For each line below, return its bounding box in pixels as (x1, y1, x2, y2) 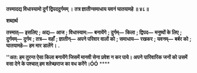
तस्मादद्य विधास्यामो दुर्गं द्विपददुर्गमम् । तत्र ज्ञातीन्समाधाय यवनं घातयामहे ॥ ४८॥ (6, 6, 149, 12)
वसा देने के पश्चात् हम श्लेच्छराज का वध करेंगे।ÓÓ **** (6, 60, 110, 67)
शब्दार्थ (6, 18, 18, 24)
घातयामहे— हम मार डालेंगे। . (6, 42, 60, 49)
